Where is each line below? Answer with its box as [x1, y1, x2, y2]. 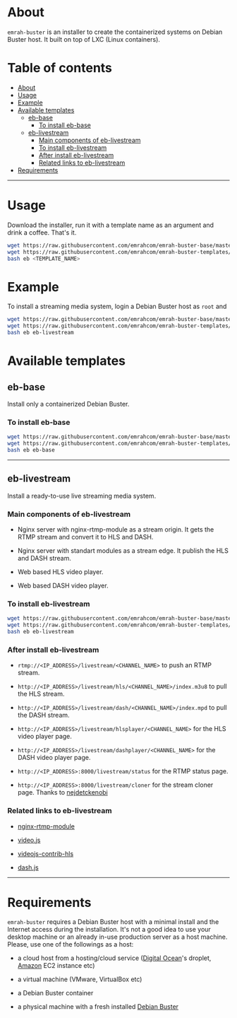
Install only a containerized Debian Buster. [7, 400, 130, 408]
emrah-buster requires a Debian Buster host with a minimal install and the [7, 918, 219, 926]
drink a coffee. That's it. [7, 228, 77, 237]
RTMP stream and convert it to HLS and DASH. [17, 533, 154, 542]
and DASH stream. [17, 554, 72, 563]
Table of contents [7, 60, 113, 76]
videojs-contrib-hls [17, 849, 74, 858]
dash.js [17, 863, 39, 872]
